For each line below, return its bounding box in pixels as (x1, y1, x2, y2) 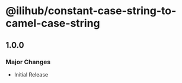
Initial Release (14, 71, 49, 78)
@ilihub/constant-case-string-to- (5, 4, 177, 18)
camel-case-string (5, 16, 100, 30)
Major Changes (5, 58, 51, 66)
